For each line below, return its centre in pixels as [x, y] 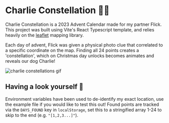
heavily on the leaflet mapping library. [45, 35]
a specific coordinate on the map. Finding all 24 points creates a [72, 50]
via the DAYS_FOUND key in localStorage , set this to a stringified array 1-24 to [83, 110]
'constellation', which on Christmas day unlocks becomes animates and [80, 56]
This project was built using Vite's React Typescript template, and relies [80, 29]
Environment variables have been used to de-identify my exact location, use [85, 99]
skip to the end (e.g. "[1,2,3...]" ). [42, 115]
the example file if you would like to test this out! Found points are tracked [82, 104]
